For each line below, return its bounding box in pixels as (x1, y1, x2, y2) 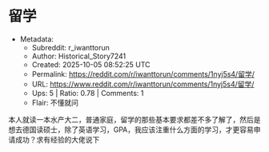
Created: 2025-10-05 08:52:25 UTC (31, 59, 151, 69)
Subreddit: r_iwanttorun (31, 42, 110, 52)
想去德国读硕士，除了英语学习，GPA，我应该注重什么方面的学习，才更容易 (8, 125, 255, 134)
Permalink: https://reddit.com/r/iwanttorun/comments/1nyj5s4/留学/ (31, 69, 255, 78)
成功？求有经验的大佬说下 (14, 134, 100, 144)
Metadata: (19, 34, 54, 44)
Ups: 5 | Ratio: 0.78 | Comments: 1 (31, 88, 144, 98)
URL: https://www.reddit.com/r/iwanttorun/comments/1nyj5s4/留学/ (31, 79, 255, 89)
